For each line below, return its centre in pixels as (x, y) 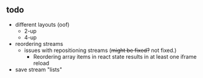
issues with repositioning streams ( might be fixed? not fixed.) (100, 50)
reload (41, 63)
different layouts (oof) (42, 24)
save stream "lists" (38, 70)
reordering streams (39, 44)
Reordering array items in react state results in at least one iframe (115, 56)
